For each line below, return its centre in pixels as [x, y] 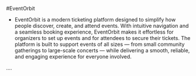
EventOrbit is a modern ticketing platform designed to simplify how [95, 19]
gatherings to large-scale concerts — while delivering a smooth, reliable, [102, 50]
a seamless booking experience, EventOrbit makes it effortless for [94, 32]
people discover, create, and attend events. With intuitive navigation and [102, 26]
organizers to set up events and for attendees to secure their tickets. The [102, 38]
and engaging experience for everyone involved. [73, 57]
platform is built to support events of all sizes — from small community [99, 44]
